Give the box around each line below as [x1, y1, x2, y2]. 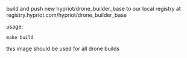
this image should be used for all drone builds [6, 45, 119, 52]
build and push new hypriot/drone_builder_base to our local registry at [6, 5, 181, 12]
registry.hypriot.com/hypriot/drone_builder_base [6, 11, 127, 19]
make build [6, 35, 34, 41]
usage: [6, 23, 24, 30]
